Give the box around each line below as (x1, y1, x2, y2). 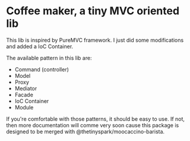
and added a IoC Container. (6, 43, 74, 50)
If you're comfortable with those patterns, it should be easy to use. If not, (6, 115, 185, 123)
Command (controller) (14, 65, 69, 73)
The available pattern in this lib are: (6, 54, 92, 61)
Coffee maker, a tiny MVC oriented (6, 4, 180, 18)
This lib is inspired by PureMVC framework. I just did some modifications (6, 36, 184, 43)
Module (14, 104, 34, 111)
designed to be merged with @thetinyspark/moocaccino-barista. (6, 128, 165, 135)
